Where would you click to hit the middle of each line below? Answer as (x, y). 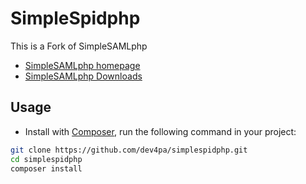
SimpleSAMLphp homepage (82, 65)
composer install (46, 168)
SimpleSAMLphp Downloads (83, 76)
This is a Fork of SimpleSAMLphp (79, 46)
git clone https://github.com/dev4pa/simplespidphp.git (129, 150)
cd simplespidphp (46, 159)
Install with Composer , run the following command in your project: (160, 131)
